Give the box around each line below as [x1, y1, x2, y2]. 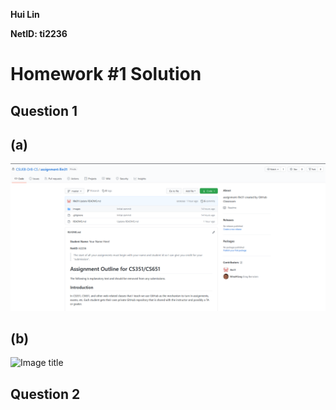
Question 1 [10, 102, 78, 119]
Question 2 [10, 385, 81, 403]
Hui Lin [10, 9, 40, 20]
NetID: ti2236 [10, 28, 68, 39]
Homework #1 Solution [10, 63, 202, 86]
